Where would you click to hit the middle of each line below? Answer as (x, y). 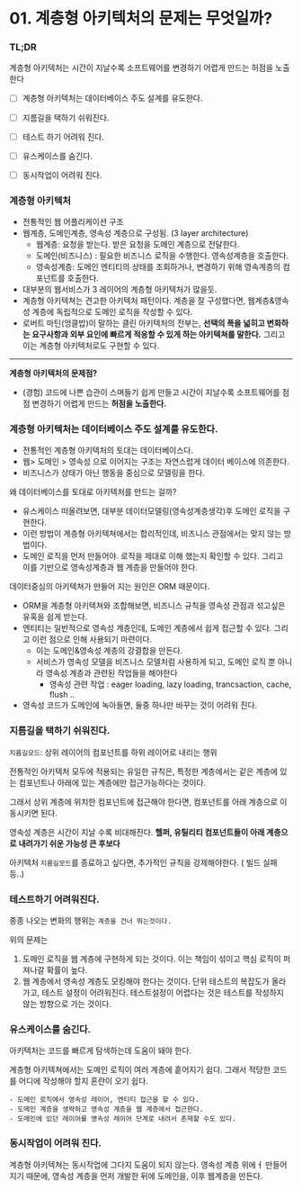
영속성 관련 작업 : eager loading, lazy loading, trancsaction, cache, (170, 684)
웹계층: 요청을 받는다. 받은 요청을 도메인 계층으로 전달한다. (138, 245)
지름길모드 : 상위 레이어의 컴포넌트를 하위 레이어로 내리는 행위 (113, 752)
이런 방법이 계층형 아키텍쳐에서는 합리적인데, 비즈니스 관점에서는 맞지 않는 (152, 534)
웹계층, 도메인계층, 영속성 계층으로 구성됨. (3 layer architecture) (135, 233)
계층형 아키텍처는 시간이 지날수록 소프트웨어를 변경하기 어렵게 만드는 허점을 (142, 68)
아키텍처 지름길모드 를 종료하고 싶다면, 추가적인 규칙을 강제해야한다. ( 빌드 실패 (143, 862)
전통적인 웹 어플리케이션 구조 (73, 222)
